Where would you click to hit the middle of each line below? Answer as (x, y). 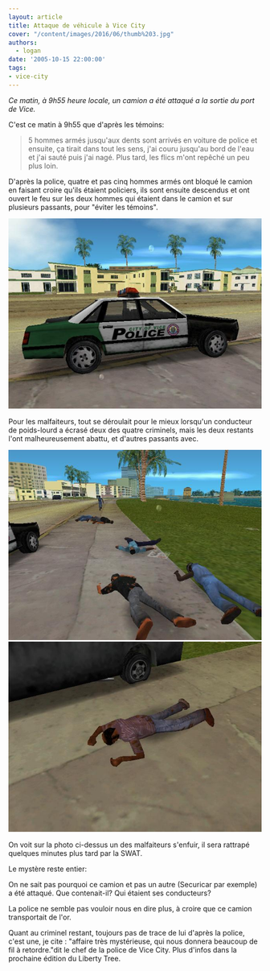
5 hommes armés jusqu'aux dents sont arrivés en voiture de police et (143, 140)
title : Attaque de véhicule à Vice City (77, 25)
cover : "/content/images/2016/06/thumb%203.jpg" (91, 34)
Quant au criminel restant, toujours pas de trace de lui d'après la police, (127, 932)
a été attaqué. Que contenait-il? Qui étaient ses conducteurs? (110, 893)
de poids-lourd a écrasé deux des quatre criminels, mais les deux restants (131, 430)
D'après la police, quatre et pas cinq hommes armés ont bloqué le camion (131, 181)
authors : (23, 43)
